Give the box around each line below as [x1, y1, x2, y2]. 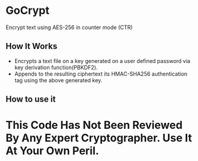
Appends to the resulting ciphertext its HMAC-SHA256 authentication [14, 70, 188, 77]
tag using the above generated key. [14, 76, 103, 84]
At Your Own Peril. [5, 144, 100, 158]
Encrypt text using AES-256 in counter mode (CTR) [5, 24, 133, 31]
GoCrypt [5, 4, 49, 18]
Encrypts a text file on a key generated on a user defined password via [14, 57, 191, 64]
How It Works [5, 41, 58, 51]
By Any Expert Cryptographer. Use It [5, 131, 193, 145]
